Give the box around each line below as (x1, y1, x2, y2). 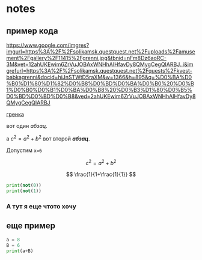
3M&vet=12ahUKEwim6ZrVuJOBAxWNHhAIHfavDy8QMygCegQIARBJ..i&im (6, 61, 194, 68)
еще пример (6, 221, 56, 231)
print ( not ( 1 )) (6, 188, 42, 194)
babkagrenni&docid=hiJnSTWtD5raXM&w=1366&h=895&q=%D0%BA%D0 (6, 74, 192, 80)
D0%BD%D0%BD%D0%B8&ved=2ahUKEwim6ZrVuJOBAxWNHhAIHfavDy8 (6, 92, 196, 100)
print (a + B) (6, 248, 34, 254)
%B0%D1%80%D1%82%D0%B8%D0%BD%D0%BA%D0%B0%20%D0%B (6, 80, 194, 87)
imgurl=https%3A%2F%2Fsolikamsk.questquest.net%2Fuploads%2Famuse (6, 48, 195, 55)
